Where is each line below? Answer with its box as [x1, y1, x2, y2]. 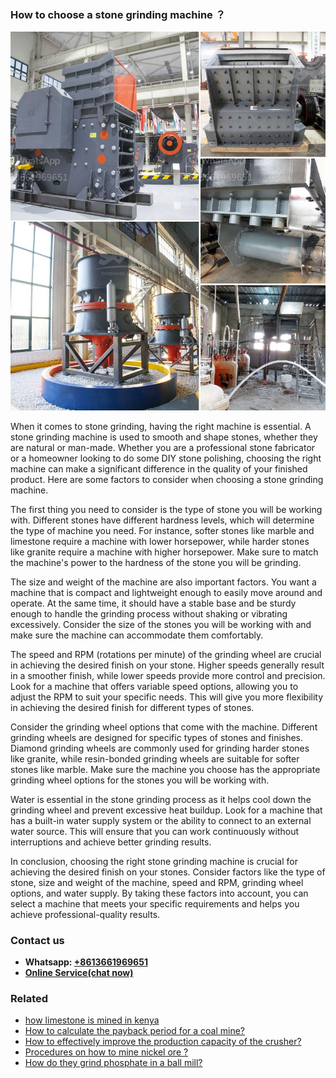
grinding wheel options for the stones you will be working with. [10, 774, 270, 786]
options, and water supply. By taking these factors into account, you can [10, 887, 309, 899]
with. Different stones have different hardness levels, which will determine [10, 514, 315, 526]
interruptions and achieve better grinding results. [10, 836, 212, 848]
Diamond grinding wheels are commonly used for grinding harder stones [10, 742, 310, 754]
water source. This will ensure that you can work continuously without [10, 825, 300, 837]
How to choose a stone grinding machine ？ [10, 7, 227, 21]
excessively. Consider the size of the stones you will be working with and [10, 618, 312, 630]
